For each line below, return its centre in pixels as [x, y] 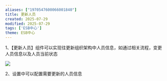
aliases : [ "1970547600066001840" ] [41, 10]
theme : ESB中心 [20, 33]
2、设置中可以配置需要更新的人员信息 [44, 74]
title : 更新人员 [20, 14]
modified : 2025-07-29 [28, 24]
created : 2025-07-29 [27, 19]
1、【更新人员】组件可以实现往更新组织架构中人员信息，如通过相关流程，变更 [83, 47]
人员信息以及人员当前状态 [31, 54]
